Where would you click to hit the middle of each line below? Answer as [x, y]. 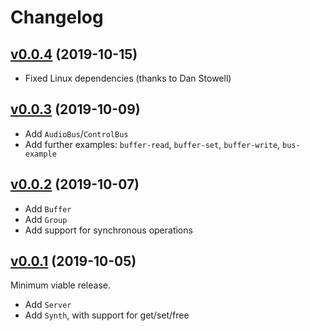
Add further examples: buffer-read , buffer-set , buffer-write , [152, 144]
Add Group [46, 219]
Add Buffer [48, 208]
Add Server [48, 305]
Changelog [57, 17]
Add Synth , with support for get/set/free [107, 315]
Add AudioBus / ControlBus [76, 133]
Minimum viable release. [60, 285]
